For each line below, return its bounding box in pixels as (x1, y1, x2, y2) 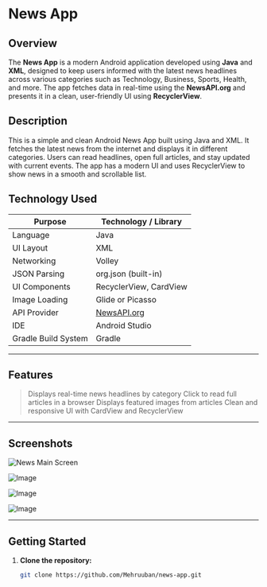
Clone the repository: (19, 556, 92, 566)
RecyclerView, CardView (95, 281, 188, 292)
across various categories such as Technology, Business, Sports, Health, (8, 75, 247, 84)
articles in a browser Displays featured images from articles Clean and (27, 398, 258, 407)
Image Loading (12, 293, 68, 305)
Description (8, 115, 68, 128)
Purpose (33, 216, 67, 227)
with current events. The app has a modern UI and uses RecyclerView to (8, 161, 246, 170)
